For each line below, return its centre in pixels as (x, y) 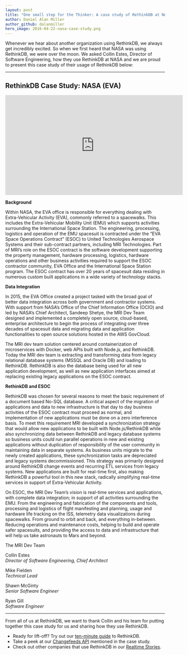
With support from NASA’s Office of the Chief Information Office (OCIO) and (84, 307)
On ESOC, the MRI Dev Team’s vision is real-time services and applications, (84, 492)
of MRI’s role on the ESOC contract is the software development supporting (84, 250)
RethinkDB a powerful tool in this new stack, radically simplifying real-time (83, 477)
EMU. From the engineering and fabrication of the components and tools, (82, 503)
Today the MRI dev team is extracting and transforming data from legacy (81, 355)
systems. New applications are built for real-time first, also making (74, 471)
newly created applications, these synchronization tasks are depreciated (81, 455)
